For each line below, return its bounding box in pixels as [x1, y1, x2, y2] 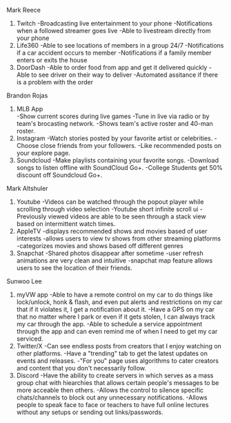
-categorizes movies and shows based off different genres [16, 242, 183, 250]
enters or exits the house [16, 56, 88, 64]
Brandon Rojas [6, 91, 48, 100]
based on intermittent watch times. [16, 220, 116, 227]
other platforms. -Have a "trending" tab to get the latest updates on [16, 349, 208, 357]
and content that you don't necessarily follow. [16, 364, 146, 372]
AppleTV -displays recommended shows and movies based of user [16, 227, 208, 235]
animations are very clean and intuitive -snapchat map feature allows [16, 256, 213, 265]
